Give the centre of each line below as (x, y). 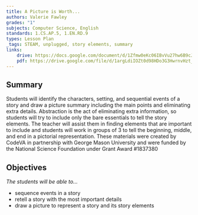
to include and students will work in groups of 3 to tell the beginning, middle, (99, 130)
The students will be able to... (42, 182)
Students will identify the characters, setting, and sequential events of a (93, 99)
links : (14, 50)
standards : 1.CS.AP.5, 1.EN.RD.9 (47, 34)
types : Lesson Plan (30, 39)
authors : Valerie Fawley (37, 17)
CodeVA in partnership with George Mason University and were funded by (96, 143)
